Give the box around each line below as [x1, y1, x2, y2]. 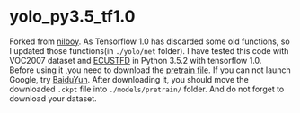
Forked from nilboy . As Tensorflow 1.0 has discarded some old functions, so [9, 36, 290, 47]
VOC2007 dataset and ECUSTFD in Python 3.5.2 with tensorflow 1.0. [9, 55, 262, 65]
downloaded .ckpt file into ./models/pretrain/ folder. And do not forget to [9, 83, 285, 94]
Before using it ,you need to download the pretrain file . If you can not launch [9, 65, 291, 75]
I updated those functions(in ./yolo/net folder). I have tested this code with [9, 45, 289, 56]
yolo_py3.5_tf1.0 [9, 6, 136, 27]
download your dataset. [9, 92, 97, 104]
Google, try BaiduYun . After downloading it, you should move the [9, 74, 249, 84]
